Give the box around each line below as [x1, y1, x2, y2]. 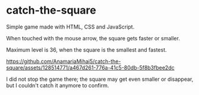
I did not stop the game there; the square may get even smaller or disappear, [6, 75, 194, 83]
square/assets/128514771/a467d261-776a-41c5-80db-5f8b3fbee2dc [6, 64, 175, 71]
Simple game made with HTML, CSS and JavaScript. [6, 23, 135, 30]
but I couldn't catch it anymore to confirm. [6, 81, 109, 89]
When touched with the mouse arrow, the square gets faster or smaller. [6, 34, 180, 42]
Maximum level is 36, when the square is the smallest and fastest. [6, 46, 168, 53]
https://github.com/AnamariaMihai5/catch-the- [6, 58, 121, 65]
